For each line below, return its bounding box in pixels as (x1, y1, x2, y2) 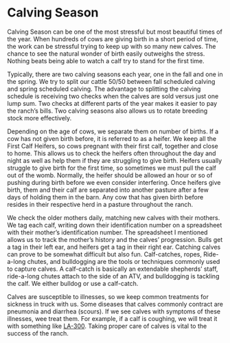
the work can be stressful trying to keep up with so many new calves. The (7, 42, 216, 50)
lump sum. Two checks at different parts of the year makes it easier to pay (7, 99, 218, 107)
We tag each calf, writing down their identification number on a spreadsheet (7, 221, 222, 229)
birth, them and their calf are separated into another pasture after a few (7, 186, 209, 194)
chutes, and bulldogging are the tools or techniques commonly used (27, 257, 220, 265)
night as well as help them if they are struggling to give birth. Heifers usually (7, 156, 222, 164)
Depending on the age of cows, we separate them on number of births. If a (7, 127, 219, 135)
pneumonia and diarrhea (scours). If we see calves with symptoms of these (7, 307, 221, 316)
